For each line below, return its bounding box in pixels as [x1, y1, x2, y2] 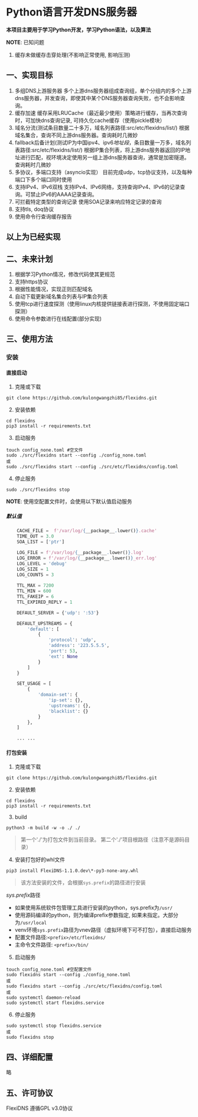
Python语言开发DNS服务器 [6, 5, 137, 19]
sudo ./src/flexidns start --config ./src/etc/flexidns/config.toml [6, 464, 178, 470]
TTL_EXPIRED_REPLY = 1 [17, 599, 73, 605]
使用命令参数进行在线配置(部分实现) [14, 315, 102, 322]
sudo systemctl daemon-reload [6, 995, 81, 1001]
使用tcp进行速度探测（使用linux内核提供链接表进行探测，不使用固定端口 [14, 300, 190, 307]
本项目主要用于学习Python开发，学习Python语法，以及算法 [6, 26, 151, 33]
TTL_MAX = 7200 [17, 582, 54, 589]
